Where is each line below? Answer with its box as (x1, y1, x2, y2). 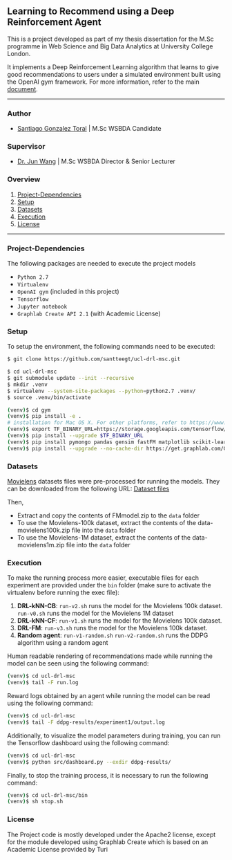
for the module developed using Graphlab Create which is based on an (7, 837, 209, 846)
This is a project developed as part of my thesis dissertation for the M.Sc (7, 35, 214, 43)
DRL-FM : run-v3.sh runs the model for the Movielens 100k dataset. (17, 624, 208, 632)
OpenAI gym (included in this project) (17, 287, 119, 295)
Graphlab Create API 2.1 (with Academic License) (17, 309, 161, 318)
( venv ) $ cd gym (7, 406, 51, 414)
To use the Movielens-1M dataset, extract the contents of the (17, 533, 191, 542)
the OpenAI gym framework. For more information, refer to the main (7, 77, 200, 86)
